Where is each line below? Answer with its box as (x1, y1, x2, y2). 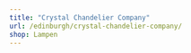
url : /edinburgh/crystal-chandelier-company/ (9, 22, 182, 31)
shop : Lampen (9, 30, 58, 39)
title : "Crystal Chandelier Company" (9, 13, 151, 22)
